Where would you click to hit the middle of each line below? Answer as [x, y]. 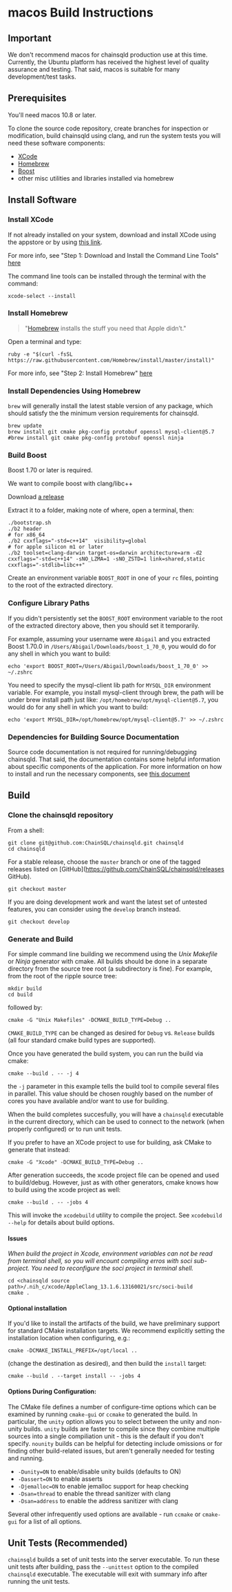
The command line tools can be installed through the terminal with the [107, 276]
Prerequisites [37, 98]
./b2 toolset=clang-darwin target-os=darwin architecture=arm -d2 [105, 553]
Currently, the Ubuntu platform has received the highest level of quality [108, 62]
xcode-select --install [42, 296]
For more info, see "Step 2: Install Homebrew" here [80, 373]
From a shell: [26, 830]
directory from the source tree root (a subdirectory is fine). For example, [110, 968]
